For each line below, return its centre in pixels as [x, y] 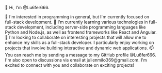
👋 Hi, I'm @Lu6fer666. [27, 7]
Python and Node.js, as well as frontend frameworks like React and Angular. [81, 32]
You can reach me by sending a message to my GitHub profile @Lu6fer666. [81, 55]
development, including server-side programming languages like [81, 27]
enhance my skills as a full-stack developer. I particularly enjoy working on [80, 43]
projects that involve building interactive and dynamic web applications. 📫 [80, 48]
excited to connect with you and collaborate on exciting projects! [70, 65]
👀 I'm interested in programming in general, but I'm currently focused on [77, 17]
